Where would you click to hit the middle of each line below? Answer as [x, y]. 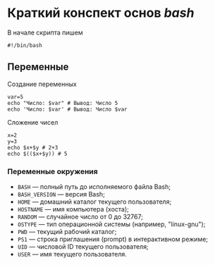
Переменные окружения [53, 171]
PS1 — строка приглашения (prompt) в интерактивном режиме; [113, 239]
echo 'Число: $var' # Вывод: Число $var [68, 109]
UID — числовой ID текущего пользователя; [83, 247]
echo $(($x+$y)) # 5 [38, 154]
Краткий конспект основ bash [101, 13]
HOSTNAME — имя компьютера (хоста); [73, 209]
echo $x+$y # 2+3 [33, 147]
